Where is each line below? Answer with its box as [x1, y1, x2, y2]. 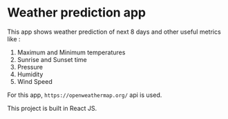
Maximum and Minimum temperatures [17, 48, 126, 56]
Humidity [17, 70, 44, 78]
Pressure [17, 63, 44, 71]
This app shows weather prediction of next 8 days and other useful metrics [7, 28, 221, 36]
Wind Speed [17, 77, 53, 85]
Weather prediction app [7, 5, 146, 21]
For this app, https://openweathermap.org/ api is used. [7, 91, 162, 99]
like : [7, 34, 21, 43]
